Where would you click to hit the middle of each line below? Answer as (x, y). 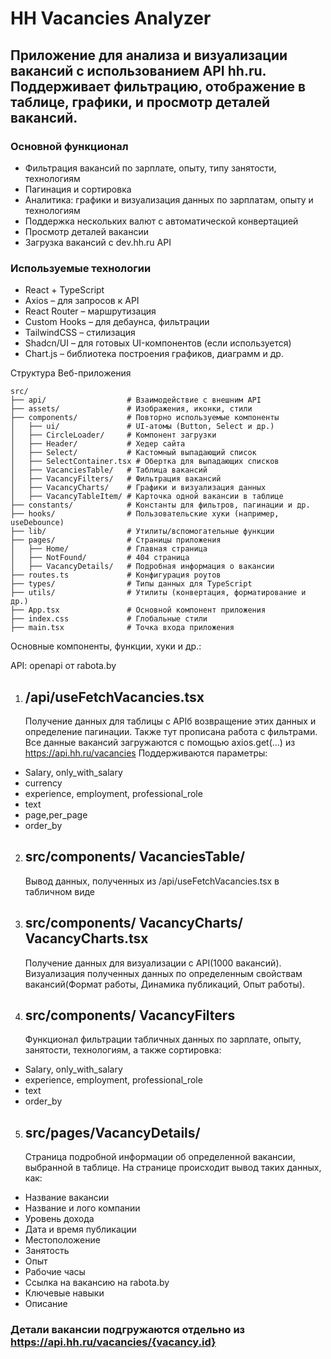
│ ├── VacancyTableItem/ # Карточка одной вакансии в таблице (147, 497)
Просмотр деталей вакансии (86, 231)
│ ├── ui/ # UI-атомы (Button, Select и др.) (142, 427)
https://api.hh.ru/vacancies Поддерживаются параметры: (146, 753)
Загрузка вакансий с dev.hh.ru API (98, 242)
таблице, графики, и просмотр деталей (140, 102)
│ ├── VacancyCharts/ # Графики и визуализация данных (138, 488)
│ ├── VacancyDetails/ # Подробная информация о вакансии (142, 567)
